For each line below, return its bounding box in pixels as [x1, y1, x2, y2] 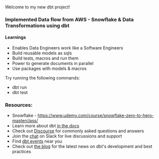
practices [12, 149, 32, 155]
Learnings [5, 34, 26, 40]
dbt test [12, 90, 28, 95]
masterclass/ [12, 118, 38, 124]
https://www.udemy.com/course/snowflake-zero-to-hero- [37, 112, 154, 118]
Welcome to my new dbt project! [5, 4, 71, 10]
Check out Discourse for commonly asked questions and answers [12, 128, 144, 134]
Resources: [5, 102, 33, 109]
